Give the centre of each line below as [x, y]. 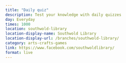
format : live [19, 52]
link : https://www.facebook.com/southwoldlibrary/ [60, 48]
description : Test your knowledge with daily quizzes [64, 15]
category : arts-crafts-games [36, 43]
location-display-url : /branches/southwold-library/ [62, 39]
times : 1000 [18, 24]
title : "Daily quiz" [27, 10]
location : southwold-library [36, 29]
